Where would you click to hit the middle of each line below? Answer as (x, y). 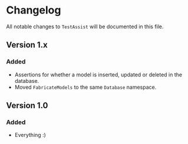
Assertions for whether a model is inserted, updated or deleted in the (98, 75)
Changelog (34, 10)
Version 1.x (27, 45)
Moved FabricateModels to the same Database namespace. (85, 87)
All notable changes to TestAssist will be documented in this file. (85, 26)
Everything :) (30, 135)
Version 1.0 (27, 106)
